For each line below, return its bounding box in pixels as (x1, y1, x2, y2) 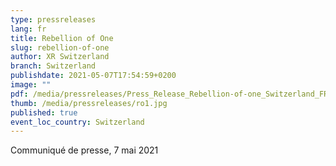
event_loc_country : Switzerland (10, 117, 145, 127)
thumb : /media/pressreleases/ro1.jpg (10, 98, 168, 108)
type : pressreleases (10, 14, 97, 25)
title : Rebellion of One (10, 33, 114, 43)
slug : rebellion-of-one (10, 42, 110, 53)
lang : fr (10, 24, 47, 34)
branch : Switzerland (10, 61, 97, 71)
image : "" (10, 80, 52, 90)
